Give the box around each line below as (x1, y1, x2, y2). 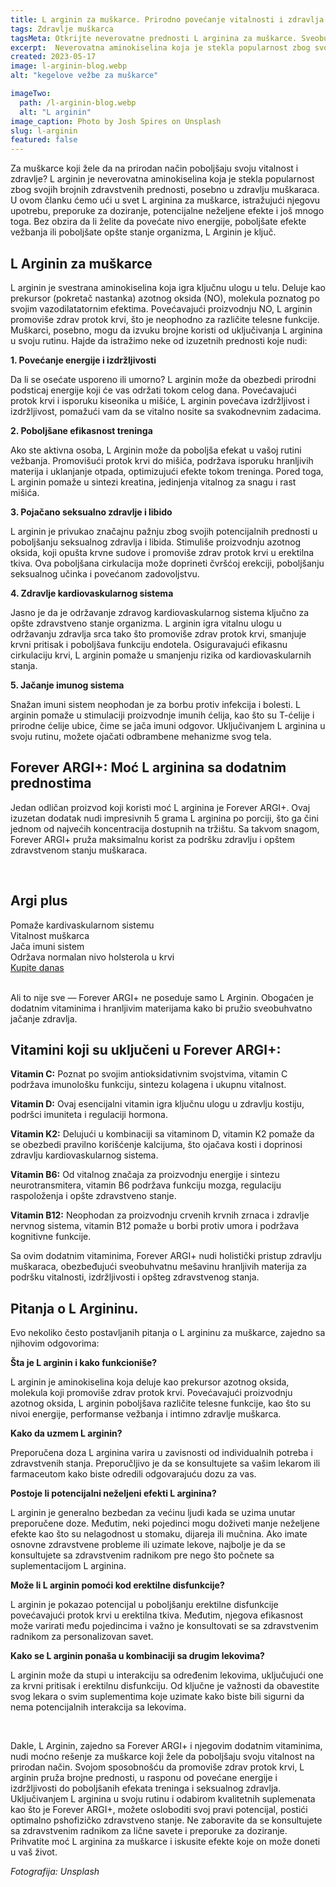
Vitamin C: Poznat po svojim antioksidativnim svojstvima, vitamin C (10, 1068, 288, 1080)
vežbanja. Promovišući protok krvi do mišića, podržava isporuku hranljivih (10, 454, 314, 466)
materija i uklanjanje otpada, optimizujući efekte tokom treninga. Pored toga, (10, 465, 324, 477)
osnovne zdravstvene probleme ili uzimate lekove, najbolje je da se (10, 1539, 286, 1551)
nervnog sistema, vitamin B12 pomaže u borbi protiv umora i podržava (10, 1220, 300, 1232)
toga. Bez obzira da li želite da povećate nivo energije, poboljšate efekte (10, 216, 307, 228)
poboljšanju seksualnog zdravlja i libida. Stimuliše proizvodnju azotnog (10, 536, 302, 548)
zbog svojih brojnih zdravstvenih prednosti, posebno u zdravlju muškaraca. (10, 184, 320, 196)
